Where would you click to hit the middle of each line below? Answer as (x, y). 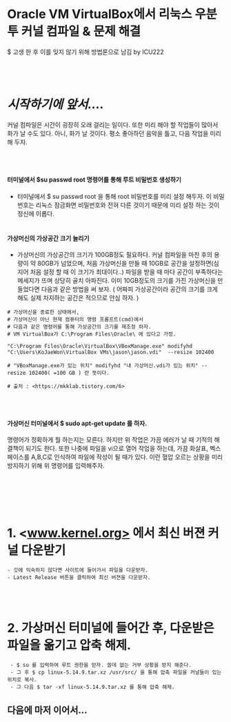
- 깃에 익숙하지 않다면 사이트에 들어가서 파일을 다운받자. (78, 570)
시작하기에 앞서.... (56, 105)
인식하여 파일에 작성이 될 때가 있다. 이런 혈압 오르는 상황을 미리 (138, 457)
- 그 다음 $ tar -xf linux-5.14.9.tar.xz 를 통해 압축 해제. (92, 687)
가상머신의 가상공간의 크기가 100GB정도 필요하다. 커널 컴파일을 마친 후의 (114, 255)
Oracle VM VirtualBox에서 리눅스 (100, 14)
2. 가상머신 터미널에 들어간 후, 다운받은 (111, 628)
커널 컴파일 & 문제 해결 (81, 31)
